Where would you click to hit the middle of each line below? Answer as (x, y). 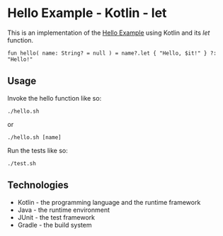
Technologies (38, 185)
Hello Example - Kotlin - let (87, 13)
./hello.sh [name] (34, 137)
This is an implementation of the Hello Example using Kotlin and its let (109, 33)
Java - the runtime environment (64, 210)
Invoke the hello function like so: (55, 98)
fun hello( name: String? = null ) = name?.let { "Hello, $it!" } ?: (112, 53)
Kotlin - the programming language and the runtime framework (109, 202)
